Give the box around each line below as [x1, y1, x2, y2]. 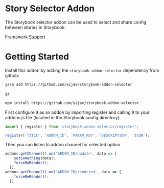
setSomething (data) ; [14, 156, 56, 161]
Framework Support [5, 34, 46, 40]
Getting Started [5, 51, 70, 62]
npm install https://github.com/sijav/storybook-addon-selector [5, 100, 139, 106]
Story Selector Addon [5, 3, 94, 14]
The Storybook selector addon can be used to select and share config [5, 19, 147, 25]
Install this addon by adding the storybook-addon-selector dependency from [5, 67, 159, 73]
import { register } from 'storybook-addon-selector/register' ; [5, 124, 139, 129]
